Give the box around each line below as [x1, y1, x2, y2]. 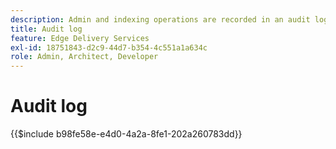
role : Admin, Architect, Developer [10, 52, 159, 62]
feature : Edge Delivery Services [10, 33, 150, 43]
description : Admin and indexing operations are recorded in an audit [10, 14, 311, 25]
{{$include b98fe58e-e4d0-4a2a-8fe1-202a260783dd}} [10, 128, 243, 140]
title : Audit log [10, 24, 83, 34]
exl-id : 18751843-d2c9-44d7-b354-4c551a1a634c [10, 42, 208, 53]
